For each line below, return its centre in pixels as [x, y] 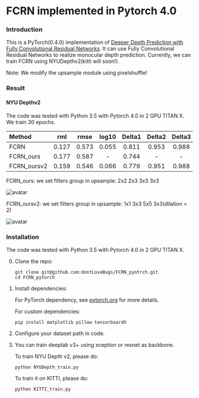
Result [16, 89]
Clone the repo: [34, 261]
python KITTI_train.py [43, 389]
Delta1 [132, 137]
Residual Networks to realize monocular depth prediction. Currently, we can [99, 55]
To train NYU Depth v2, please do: [57, 356]
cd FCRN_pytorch [35, 277]
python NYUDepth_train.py [46, 367]
